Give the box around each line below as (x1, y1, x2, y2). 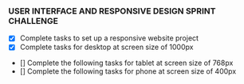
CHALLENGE (8, 15, 58, 26)
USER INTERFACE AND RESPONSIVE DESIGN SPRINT (8, 6, 216, 17)
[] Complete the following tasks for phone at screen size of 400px (19, 67, 237, 76)
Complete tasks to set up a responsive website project (19, 33, 199, 43)
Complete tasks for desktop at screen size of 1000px (19, 42, 194, 52)
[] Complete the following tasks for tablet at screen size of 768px (19, 58, 234, 68)
